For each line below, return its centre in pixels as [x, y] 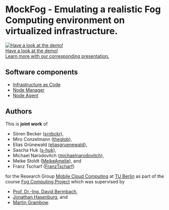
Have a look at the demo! [32, 51]
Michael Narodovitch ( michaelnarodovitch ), [58, 155]
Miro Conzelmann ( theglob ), [42, 139]
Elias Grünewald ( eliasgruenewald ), [50, 145]
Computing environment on [65, 20]
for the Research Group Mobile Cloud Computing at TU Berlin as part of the [85, 176]
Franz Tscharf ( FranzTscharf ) [44, 166]
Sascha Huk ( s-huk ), [34, 150]
